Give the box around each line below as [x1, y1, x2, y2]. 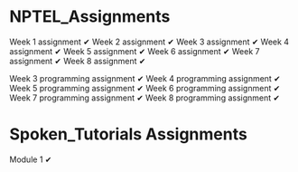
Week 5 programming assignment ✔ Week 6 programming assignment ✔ [9, 82, 281, 93]
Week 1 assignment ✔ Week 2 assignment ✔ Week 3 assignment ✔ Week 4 [9, 36, 290, 47]
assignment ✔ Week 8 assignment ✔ [9, 55, 146, 66]
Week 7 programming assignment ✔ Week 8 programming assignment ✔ [9, 92, 280, 103]
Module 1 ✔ [9, 154, 52, 165]
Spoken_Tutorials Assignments [9, 124, 248, 145]
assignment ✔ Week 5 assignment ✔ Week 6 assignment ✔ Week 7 [9, 45, 260, 56]
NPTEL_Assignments [9, 6, 171, 27]
